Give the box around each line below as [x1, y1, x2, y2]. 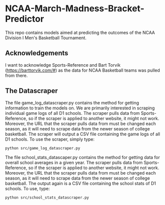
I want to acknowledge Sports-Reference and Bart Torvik [5, 62, 121, 68]
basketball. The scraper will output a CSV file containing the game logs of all [5, 131, 160, 137]
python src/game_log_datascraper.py [5, 146, 80, 151]
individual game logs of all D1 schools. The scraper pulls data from [5, 110, 140, 116]
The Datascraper [5, 87, 58, 95]
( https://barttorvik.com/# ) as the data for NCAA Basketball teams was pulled [5, 67, 160, 73]
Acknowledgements [5, 49, 68, 57]
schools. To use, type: [5, 185, 50, 191]
